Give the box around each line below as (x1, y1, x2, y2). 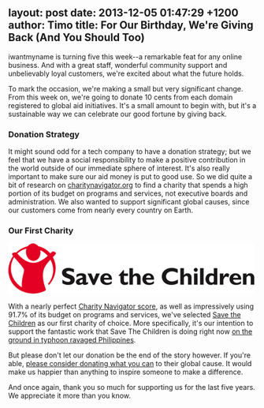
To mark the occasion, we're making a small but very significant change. (8, 84, 244, 93)
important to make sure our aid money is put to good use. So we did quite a (8, 172, 253, 182)
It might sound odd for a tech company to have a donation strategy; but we (8, 147, 251, 156)
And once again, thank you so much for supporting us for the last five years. (8, 383, 256, 392)
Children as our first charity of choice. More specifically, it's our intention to (8, 319, 254, 328)
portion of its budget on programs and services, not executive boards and (8, 189, 248, 198)
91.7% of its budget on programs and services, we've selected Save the (8, 310, 242, 320)
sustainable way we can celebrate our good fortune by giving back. (8, 109, 227, 118)
